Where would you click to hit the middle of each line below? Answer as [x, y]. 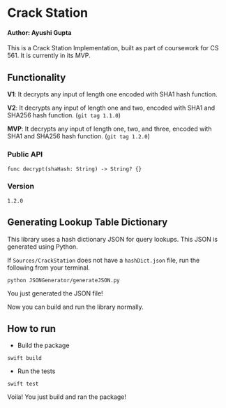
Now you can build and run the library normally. [76, 307]
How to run [32, 329]
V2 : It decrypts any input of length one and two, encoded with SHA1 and [111, 108]
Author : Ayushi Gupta [39, 32]
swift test [23, 384]
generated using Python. [43, 247]
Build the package [43, 345]
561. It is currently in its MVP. [49, 56]
